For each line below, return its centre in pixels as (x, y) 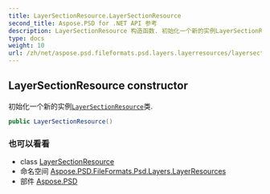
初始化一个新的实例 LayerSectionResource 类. (81, 106)
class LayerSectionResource (67, 161)
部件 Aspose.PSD (49, 181)
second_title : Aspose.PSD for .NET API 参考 (83, 23)
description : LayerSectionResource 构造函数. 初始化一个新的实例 (112, 31)
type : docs (27, 38)
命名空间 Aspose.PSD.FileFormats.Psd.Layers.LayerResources (123, 171)
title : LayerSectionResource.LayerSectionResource (95, 16)
